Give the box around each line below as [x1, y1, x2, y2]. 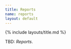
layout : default [5, 16, 38, 21]
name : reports [5, 12, 34, 16]
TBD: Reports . [5, 39, 33, 45]
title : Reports [5, 7, 36, 12]
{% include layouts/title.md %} [5, 30, 67, 35]
